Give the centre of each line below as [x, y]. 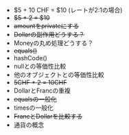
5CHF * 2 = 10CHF [40, 82]
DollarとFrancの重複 [42, 90]
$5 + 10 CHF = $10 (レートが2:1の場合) [68, 10]
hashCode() [31, 58]
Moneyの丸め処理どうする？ [54, 43]
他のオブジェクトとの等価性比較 [59, 75]
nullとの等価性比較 [40, 66]
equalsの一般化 [35, 99]
